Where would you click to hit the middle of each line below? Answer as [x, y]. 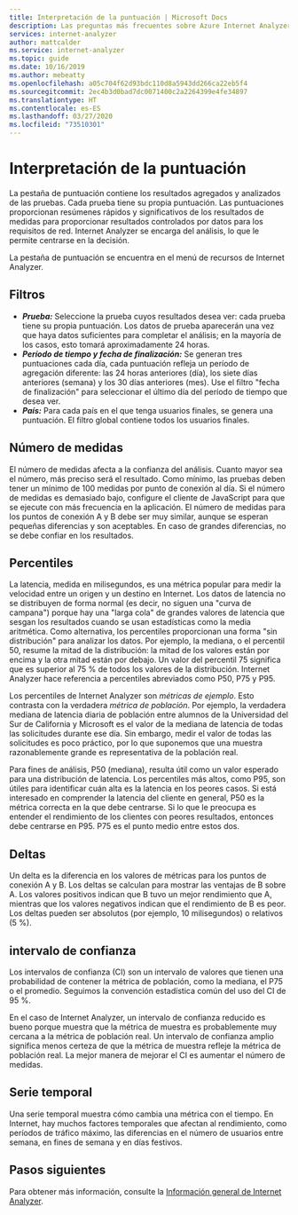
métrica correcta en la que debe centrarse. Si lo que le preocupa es [133, 808]
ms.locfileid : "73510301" [57, 125]
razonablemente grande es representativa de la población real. [124, 753]
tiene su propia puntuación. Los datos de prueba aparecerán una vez [148, 326]
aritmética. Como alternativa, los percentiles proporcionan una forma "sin [143, 632]
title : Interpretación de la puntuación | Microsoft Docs [118, 17]
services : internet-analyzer [63, 34]
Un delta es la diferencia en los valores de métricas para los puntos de [138, 876]
